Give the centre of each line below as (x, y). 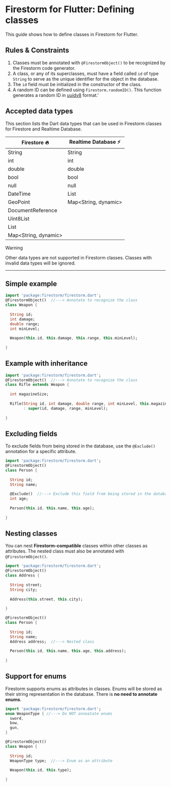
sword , (17, 718)
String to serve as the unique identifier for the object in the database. (85, 79)
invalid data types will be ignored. (40, 263)
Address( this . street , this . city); (46, 599)
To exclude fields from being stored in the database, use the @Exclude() (80, 446)
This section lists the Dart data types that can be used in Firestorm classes (83, 123)
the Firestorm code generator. (44, 68)
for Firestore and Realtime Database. (44, 129)
